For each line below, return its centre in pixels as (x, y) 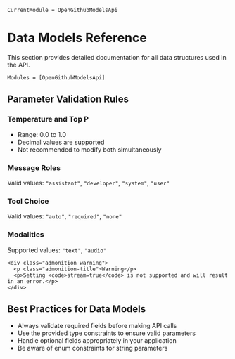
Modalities (26, 235)
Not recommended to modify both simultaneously (89, 149)
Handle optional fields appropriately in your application (97, 341)
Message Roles (34, 167)
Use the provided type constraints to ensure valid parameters (106, 333)
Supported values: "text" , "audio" (57, 250)
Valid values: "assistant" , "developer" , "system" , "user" (89, 183)
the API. (19, 65)
